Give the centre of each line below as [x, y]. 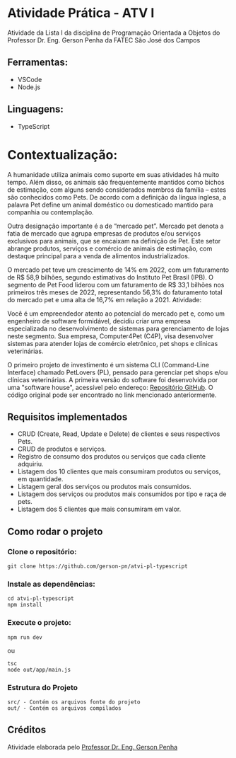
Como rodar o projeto [55, 531]
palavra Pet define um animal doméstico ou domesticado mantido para [110, 205]
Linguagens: [35, 109]
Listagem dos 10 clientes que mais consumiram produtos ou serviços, [119, 471]
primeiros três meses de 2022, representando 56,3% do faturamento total [115, 292]
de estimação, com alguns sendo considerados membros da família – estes [117, 190]
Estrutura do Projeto [43, 687]
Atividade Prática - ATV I [81, 13]
